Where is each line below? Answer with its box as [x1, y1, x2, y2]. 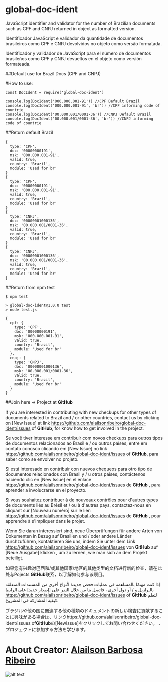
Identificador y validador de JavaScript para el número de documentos [5, 50, 151, 56]
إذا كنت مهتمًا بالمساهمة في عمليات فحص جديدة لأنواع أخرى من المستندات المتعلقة [5, 581, 160, 587]
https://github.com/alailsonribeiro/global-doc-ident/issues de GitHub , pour [5, 513, 161, 519]
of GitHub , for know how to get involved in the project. [31, 425, 144, 431]
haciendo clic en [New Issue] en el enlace [5, 476, 92, 482]
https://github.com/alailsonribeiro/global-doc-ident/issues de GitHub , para [5, 482, 161, 488]
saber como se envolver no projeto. [5, 456, 79, 462]
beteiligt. [5, 555, 24, 561]
